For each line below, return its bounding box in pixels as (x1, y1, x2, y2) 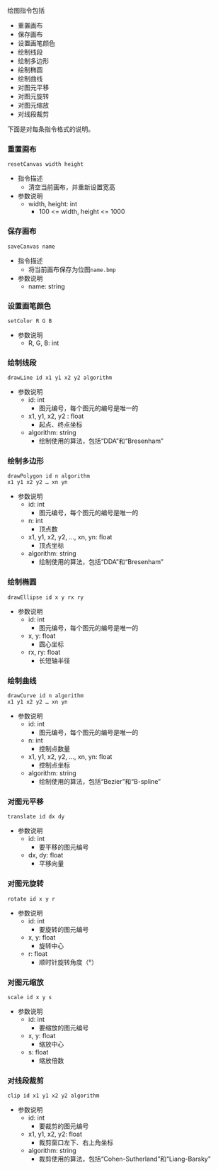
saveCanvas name (7, 243, 55, 250)
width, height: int (28, 200, 78, 208)
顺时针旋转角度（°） (38, 957, 98, 966)
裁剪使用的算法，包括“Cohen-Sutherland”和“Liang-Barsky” (38, 1154, 211, 1164)
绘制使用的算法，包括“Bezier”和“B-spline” (38, 777, 161, 786)
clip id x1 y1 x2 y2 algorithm (7, 1092, 100, 1100)
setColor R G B (7, 317, 52, 325)
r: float (28, 949, 48, 958)
